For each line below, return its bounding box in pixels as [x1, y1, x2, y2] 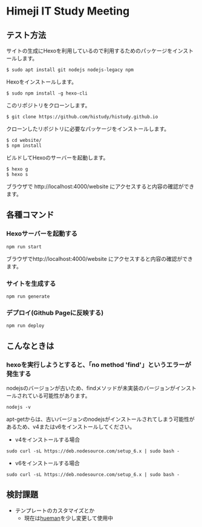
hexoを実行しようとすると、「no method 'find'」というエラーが [6, 360, 192, 369]
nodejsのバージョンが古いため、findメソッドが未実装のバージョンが [6, 384, 176, 392]
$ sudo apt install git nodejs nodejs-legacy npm [6, 67, 134, 73]
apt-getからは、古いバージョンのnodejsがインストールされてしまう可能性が [6, 415, 195, 423]
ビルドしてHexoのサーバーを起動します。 [6, 154, 109, 161]
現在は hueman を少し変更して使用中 [24, 514, 114, 522]
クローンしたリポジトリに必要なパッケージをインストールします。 [6, 126, 170, 132]
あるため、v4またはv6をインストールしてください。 [6, 423, 135, 430]
